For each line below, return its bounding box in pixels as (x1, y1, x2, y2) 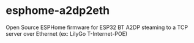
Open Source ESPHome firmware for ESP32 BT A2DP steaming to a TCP (6, 24, 188, 31)
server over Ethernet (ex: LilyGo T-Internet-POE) (6, 30, 128, 37)
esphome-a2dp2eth (6, 4, 110, 18)
